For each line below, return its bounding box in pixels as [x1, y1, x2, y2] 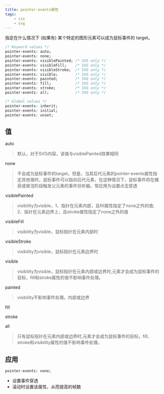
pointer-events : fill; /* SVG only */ [5, 81, 106, 86]
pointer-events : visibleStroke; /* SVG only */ [5, 67, 106, 72]
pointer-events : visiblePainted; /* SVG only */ [5, 58, 106, 63]
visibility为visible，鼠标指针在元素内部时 [17, 229, 98, 235]
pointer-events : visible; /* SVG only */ [5, 72, 106, 77]
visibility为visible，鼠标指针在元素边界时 [17, 249, 98, 255]
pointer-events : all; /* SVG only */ [5, 90, 106, 95]
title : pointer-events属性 [5, 7, 59, 12]
